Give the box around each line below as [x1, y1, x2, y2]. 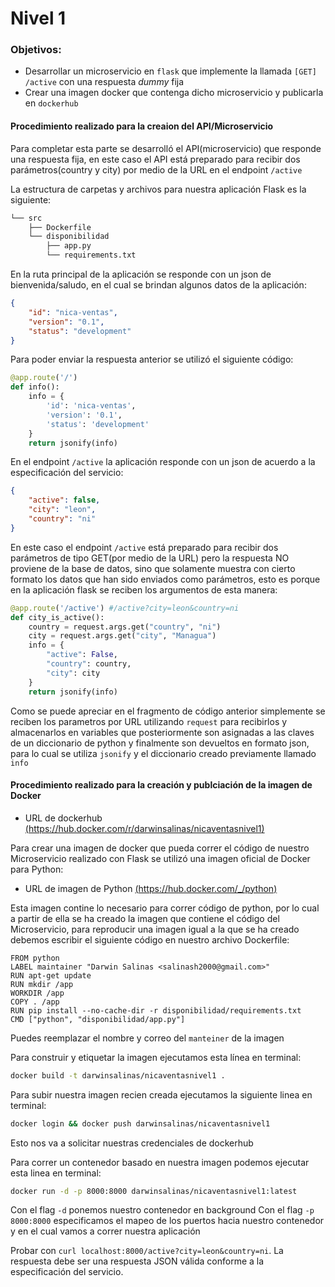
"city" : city [46, 668, 101, 678]
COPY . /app [10, 997, 60, 1007]
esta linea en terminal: [10, 1167, 102, 1179]
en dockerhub [24, 97, 79, 109]
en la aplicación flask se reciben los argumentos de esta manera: [10, 583, 278, 596]
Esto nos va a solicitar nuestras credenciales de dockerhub [10, 1137, 254, 1149]
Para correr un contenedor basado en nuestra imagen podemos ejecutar [10, 1156, 310, 1168]
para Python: [10, 863, 64, 875]
